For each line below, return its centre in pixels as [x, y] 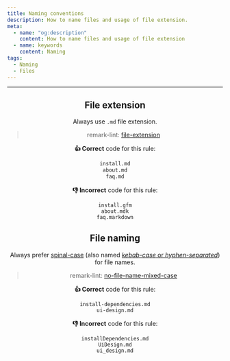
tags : [15, 58]
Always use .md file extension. [115, 121]
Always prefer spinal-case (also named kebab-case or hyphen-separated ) [115, 255]
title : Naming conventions [46, 13]
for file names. [115, 262]
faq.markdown [115, 217]
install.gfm [115, 205]
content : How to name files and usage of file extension [102, 39]
